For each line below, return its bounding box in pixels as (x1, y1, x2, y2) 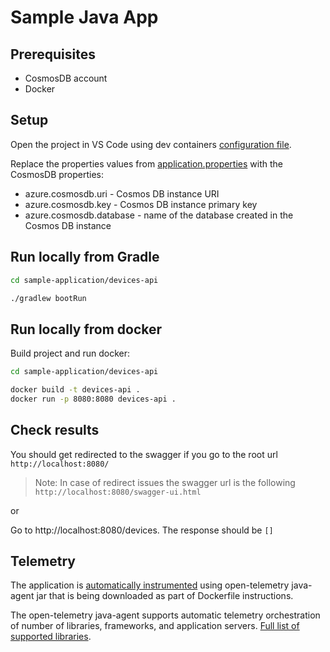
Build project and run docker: (10, 347, 131, 360)
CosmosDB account (24, 72, 108, 84)
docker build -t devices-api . (10, 385, 141, 395)
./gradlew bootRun (10, 293, 87, 303)
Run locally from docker (10, 321, 163, 338)
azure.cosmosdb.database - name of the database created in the (24, 209, 294, 221)
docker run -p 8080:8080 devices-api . (10, 394, 177, 404)
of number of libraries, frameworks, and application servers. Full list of (10, 620, 300, 632)
